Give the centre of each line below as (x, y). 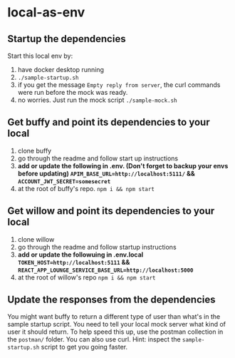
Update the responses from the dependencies (111, 300)
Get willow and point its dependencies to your (111, 211)
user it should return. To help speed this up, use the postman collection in (115, 332)
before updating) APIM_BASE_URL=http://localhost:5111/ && (106, 173)
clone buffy (35, 150)
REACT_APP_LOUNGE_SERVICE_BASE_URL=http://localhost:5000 (105, 270)
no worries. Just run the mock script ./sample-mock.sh (97, 100)
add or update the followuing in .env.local (80, 255)
